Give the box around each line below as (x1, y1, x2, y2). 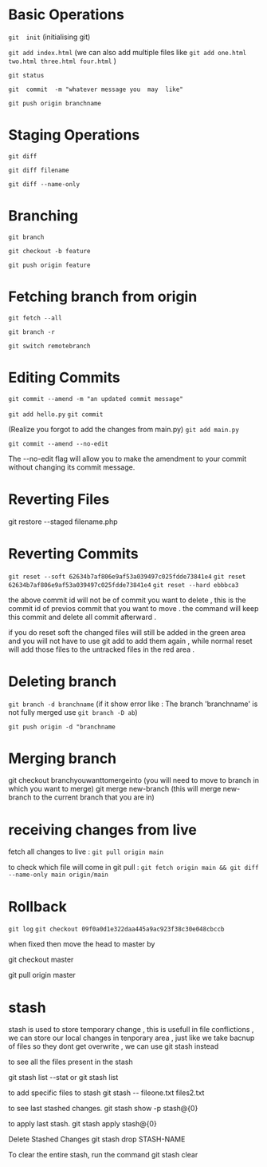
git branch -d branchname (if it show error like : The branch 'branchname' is (8, 699, 258, 709)
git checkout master (8, 955, 74, 964)
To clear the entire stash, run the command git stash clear (8, 1150, 198, 1160)
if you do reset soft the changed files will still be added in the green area (8, 627, 245, 637)
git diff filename (8, 166, 69, 174)
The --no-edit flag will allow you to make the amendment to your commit (8, 454, 247, 463)
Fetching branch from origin (8, 288, 198, 305)
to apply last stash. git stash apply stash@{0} (8, 1119, 157, 1129)
